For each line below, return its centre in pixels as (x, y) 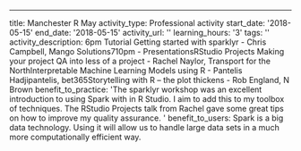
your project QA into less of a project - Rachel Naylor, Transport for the (140, 61)
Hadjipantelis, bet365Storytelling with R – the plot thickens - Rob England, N (149, 80)
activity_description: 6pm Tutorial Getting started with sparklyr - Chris (138, 42)
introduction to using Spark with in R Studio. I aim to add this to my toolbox (147, 99)
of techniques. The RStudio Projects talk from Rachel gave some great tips (146, 109)
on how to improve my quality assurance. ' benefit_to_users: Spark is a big (146, 118)
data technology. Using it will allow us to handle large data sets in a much (144, 127)
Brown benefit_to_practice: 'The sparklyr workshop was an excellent (136, 89)
